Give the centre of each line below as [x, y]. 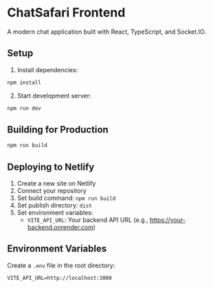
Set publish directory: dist [55, 205]
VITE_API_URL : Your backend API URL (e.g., [88, 220]
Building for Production [58, 130]
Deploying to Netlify [51, 167]
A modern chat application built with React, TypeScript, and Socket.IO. [106, 32]
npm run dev [24, 108]
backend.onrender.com [60, 227]
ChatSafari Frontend [66, 13]
